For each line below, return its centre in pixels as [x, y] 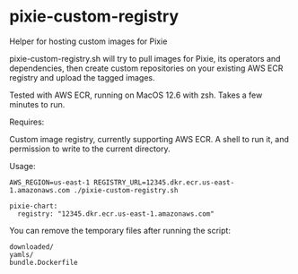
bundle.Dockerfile [44, 262]
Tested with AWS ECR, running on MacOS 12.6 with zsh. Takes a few [136, 95]
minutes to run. [37, 104]
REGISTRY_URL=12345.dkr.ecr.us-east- [164, 182]
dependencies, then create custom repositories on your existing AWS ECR [146, 68]
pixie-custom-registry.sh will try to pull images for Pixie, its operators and [145, 58]
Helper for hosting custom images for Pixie [88, 41]
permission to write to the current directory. [90, 149]
